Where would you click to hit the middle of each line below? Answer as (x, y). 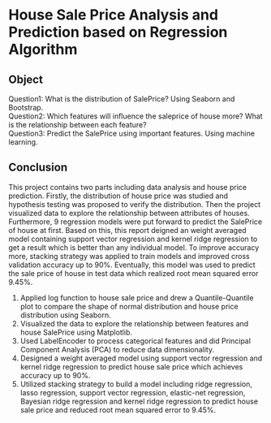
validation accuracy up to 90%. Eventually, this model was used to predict (132, 265)
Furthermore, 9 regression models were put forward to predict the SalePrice (135, 222)
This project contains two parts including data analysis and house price (128, 187)
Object (26, 79)
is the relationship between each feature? (78, 125)
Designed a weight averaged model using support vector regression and (141, 358)
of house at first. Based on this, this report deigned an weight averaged (127, 230)
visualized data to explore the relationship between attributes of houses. (129, 213)
